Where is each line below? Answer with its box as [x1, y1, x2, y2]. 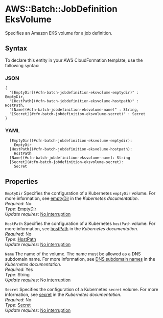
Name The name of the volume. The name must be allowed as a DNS [5, 251, 141, 257]
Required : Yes [5, 267, 33, 272]
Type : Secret [5, 302, 31, 308]
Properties [5, 177, 38, 186]
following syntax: [5, 62, 40, 68]
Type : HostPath [5, 236, 37, 242]
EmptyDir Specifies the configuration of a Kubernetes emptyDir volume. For [5, 190, 156, 196]
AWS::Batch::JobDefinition [5, 3, 117, 15]
